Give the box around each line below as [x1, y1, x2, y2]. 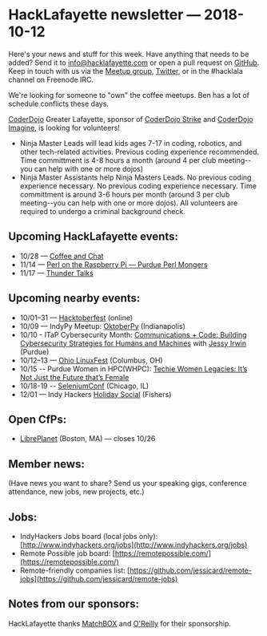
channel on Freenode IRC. [8, 75, 94, 84]
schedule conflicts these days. [8, 99, 110, 108]
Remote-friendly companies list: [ [19, 565, 130, 575]
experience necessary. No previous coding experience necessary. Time [19, 180, 257, 190]
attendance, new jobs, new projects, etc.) [8, 487, 145, 496]
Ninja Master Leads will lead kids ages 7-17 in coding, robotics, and [19, 138, 242, 148]
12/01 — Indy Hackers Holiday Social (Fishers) [19, 389, 172, 399]
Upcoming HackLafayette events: [8, 230, 178, 244]
